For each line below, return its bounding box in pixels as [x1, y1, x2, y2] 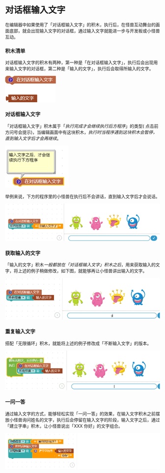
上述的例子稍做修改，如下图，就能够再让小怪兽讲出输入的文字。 [18, 268, 147, 274]
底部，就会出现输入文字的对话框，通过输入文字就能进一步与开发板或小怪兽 [9, 28, 160, 33]
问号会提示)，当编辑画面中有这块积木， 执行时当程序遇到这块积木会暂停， [9, 129, 158, 135]
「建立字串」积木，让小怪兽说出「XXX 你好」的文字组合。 [5, 423, 123, 429]
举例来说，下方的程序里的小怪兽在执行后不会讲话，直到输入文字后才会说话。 [5, 193, 160, 199]
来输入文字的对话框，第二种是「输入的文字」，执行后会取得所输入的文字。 [5, 66, 154, 72]
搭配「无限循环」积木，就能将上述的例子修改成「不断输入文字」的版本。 [5, 340, 151, 346]
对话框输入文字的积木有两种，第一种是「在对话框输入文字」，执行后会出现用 [5, 59, 158, 65]
